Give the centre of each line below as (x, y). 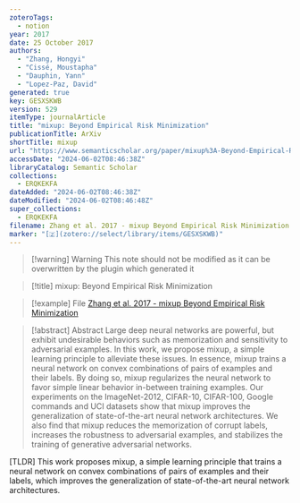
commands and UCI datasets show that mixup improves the (141, 406)
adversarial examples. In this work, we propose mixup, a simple (148, 349)
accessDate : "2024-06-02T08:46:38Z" (77, 159)
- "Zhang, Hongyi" (52, 59)
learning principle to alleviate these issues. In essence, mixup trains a (158, 359)
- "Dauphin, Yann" (52, 76)
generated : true (39, 92)
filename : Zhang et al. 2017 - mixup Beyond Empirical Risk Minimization (150, 226)
